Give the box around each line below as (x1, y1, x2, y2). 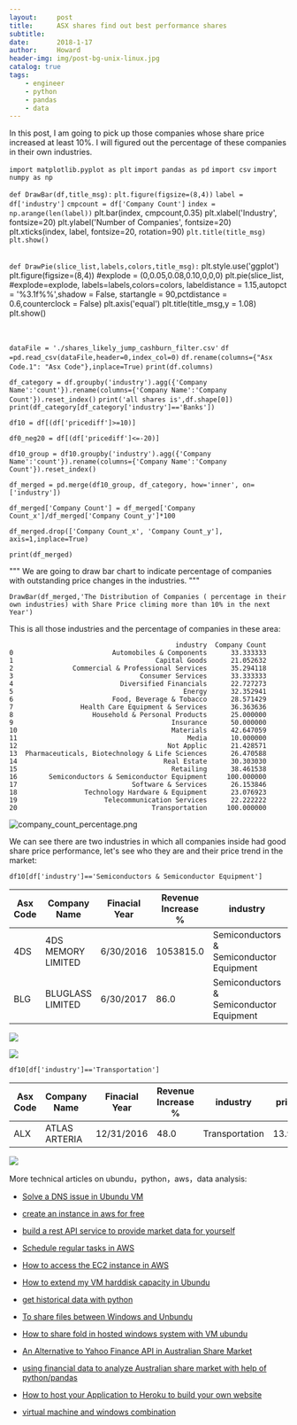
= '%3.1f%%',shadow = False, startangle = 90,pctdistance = (9, 289, 228, 300)
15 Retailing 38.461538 (9, 765, 267, 774)
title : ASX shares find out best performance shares (9, 21, 227, 30)
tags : (9, 71, 29, 80)
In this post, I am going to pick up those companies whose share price (9, 128, 265, 138)
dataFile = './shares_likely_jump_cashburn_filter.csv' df (9, 344, 230, 353)
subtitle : (9, 29, 46, 38)
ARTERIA (45, 1133, 83, 1146)
